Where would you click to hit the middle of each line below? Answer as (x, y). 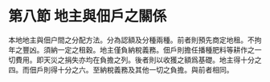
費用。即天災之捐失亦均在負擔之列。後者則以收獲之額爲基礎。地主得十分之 (138, 60)
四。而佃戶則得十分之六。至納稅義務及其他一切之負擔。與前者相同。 (121, 69)
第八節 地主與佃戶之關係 (88, 16)
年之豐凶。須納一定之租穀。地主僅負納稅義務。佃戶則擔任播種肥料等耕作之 (131, 49)
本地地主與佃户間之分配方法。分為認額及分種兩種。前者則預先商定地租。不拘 (135, 40)
